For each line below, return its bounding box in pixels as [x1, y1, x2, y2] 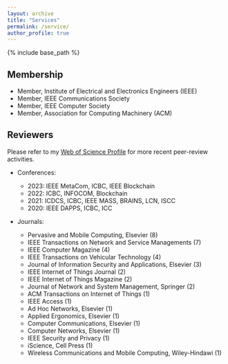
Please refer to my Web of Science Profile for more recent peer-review [7, 147, 209, 156]
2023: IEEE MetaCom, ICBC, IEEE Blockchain [27, 182, 155, 190]
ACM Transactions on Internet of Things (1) [27, 289, 151, 298]
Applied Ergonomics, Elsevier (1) [27, 311, 120, 320]
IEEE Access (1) [27, 297, 72, 305]
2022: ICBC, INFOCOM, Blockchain [27, 189, 128, 198]
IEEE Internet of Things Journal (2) [27, 268, 126, 276]
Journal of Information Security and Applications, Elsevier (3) [27, 260, 202, 268]
